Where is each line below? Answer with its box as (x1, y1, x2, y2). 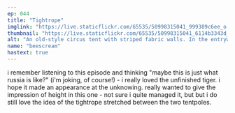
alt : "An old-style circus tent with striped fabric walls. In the (7, 36, 208, 43)
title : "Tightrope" (7, 17, 64, 24)
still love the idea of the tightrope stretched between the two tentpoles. (7, 98, 212, 106)
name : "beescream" (7, 43, 61, 50)
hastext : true (7, 50, 49, 56)
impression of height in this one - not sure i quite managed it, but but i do (7, 90, 218, 98)
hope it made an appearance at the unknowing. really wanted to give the (7, 83, 216, 91)
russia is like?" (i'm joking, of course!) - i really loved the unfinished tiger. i (7, 75, 220, 84)
